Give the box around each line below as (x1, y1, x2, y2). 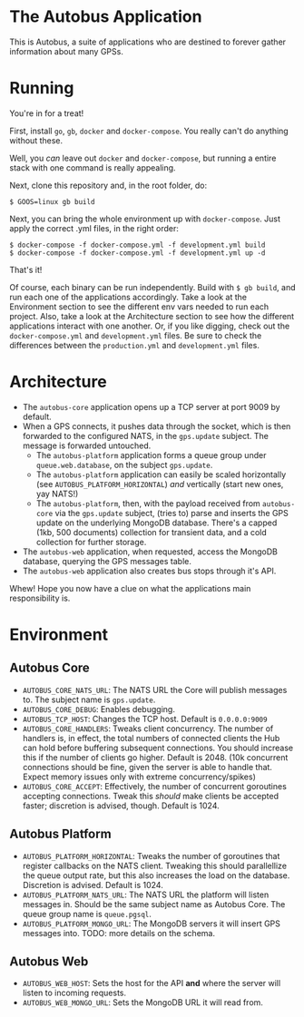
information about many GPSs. (9, 45, 124, 56)
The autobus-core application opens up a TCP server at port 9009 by (22, 401, 280, 412)
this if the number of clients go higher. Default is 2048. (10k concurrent (22, 751, 289, 763)
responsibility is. (9, 592, 71, 603)
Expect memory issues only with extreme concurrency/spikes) (22, 771, 257, 782)
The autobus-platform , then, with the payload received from (35, 497, 260, 509)
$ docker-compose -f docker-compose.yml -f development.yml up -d (9, 248, 266, 258)
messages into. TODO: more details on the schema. (22, 927, 216, 938)
